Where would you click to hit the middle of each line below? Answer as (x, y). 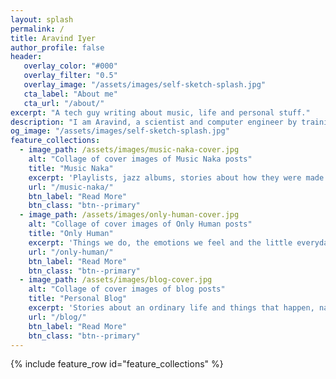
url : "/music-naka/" (71, 187)
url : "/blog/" (57, 317)
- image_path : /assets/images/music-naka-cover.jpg (129, 150)
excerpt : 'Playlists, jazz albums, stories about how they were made (176, 177)
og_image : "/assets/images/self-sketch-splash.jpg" (120, 131)
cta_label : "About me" (70, 94)
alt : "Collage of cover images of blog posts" (127, 289)
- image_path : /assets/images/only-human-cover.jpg (129, 215)
